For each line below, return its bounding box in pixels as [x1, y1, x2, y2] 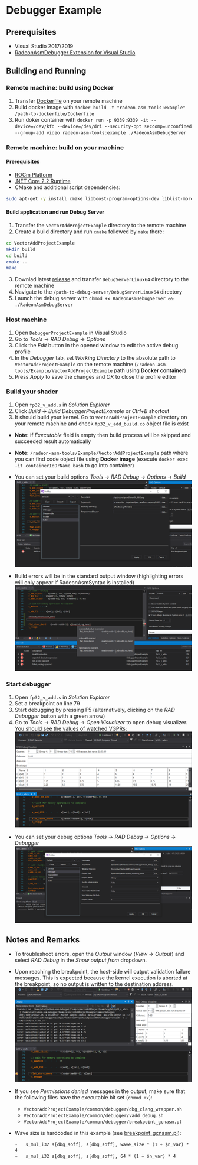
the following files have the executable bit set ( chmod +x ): [14, 1094, 153, 1101]
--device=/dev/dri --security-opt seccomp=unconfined [57, 123, 192, 129]
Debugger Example [6, 4, 102, 17]
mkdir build [6, 246, 35, 252]
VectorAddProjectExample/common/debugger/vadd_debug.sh [23, 1112, 164, 1118]
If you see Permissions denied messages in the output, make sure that [14, 1088, 186, 1095]
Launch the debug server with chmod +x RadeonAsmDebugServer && [14, 295, 174, 302]
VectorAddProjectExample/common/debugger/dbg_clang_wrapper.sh [23, 1106, 183, 1112]
